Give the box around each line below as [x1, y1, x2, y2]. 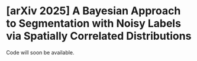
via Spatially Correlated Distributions [6, 30, 192, 43]
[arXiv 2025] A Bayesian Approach [6, 4, 181, 18]
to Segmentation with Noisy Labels [6, 17, 182, 30]
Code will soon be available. [6, 49, 75, 56]
